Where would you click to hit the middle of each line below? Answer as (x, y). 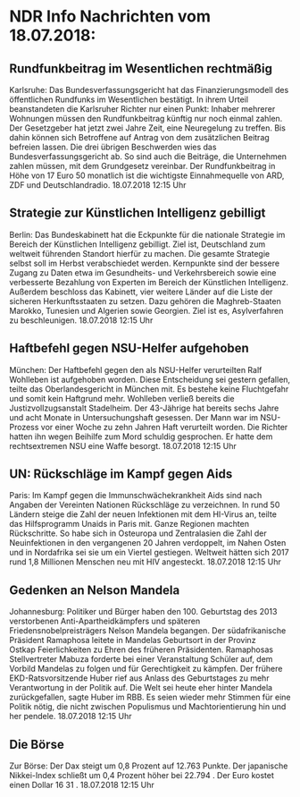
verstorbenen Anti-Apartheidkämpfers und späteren (105, 621)
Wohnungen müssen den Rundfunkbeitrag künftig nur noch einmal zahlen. (146, 119)
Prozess (24, 427)
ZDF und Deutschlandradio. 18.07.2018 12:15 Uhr (98, 185)
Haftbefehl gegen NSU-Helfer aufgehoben (129, 348)
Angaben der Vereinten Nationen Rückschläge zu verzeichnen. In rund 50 (145, 505)
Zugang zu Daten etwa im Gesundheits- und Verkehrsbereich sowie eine (143, 272)
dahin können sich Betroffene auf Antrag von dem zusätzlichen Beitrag (139, 137)
